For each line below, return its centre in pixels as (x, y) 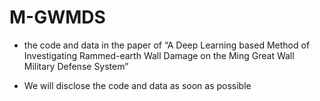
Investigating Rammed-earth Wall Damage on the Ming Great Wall (159, 55)
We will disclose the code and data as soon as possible (137, 85)
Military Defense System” (76, 66)
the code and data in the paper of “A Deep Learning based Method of (167, 45)
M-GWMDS (57, 17)
